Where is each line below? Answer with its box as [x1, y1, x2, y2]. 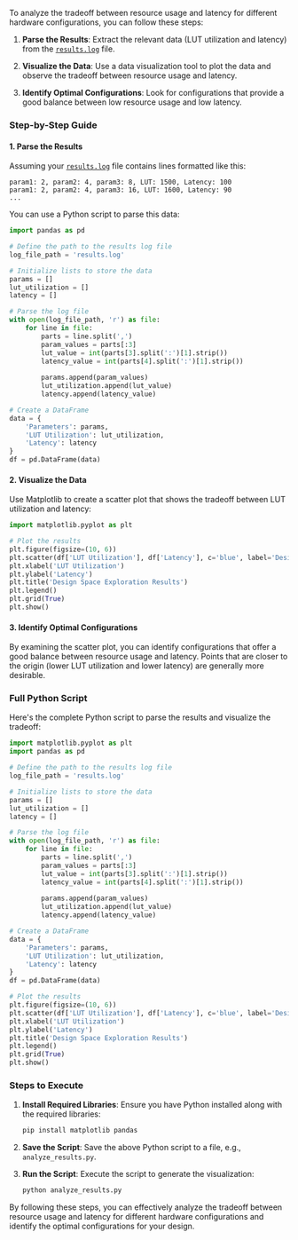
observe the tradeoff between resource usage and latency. [21, 70, 238, 81]
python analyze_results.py [21, 1186, 122, 1195]
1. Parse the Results [9, 141, 83, 152]
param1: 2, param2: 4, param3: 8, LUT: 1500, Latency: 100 [9, 178, 232, 187]
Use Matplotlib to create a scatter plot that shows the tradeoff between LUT [9, 494, 286, 505]
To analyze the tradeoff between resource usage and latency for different [9, 8, 278, 18]
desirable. [9, 670, 46, 681]
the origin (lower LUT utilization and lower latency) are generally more [9, 660, 264, 671]
